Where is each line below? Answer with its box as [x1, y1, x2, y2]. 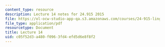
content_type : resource [5, 7, 54, 12]
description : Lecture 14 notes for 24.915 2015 [5, 12, 105, 17]
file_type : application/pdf [5, 21, 63, 26]
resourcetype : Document [5, 25, 54, 30]
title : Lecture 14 [5, 30, 43, 35]
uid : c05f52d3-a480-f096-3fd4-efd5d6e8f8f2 [5, 35, 96, 40]
